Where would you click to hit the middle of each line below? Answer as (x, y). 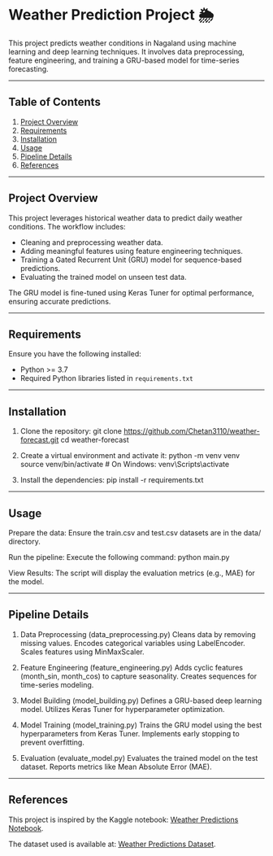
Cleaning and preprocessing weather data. (92, 242)
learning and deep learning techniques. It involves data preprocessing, (127, 51)
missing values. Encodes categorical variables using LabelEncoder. (132, 643)
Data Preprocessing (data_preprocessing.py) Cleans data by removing (138, 634)
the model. (26, 581)
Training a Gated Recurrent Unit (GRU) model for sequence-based (131, 260)
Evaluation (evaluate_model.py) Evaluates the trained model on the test (139, 758)
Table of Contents (55, 102)
